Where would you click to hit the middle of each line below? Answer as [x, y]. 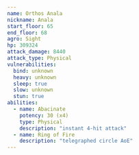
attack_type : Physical [39, 58]
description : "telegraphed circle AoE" [76, 141]
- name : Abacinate [40, 109]
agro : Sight [24, 39]
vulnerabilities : [32, 64]
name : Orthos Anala [35, 13]
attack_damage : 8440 [37, 52]
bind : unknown [33, 71]
